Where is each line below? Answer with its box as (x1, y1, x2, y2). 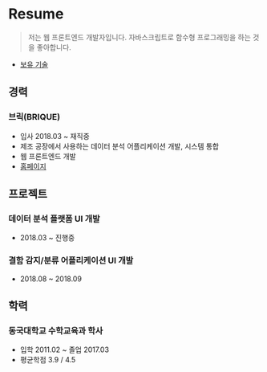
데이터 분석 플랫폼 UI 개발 (8, 213, 100, 224)
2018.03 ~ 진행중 (19, 233, 75, 243)
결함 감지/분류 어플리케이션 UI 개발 (8, 255, 134, 266)
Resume (8, 5, 64, 23)
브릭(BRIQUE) (8, 112, 61, 123)
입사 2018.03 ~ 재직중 (19, 131, 90, 141)
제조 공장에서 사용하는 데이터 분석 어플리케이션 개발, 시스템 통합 (19, 141, 219, 151)
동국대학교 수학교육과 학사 (8, 325, 103, 336)
